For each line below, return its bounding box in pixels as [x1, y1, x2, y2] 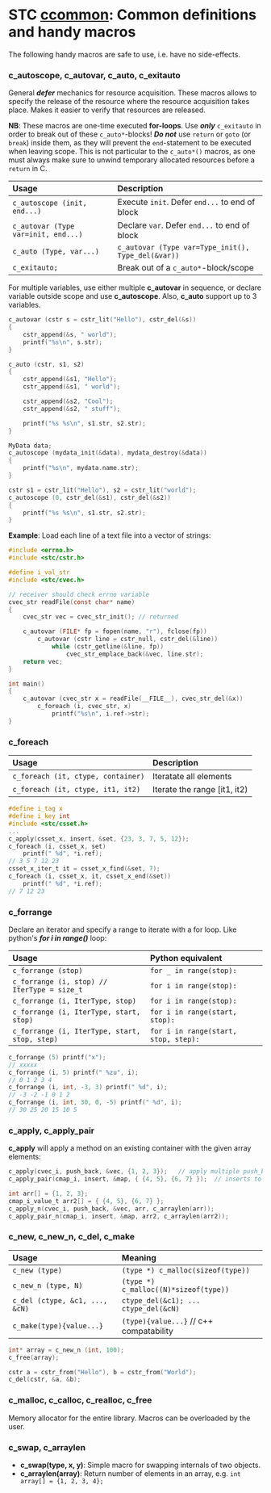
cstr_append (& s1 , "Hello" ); [23, 375, 117, 384]
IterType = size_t [12, 985, 83, 994]
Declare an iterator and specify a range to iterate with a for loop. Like [8, 925, 237, 934]
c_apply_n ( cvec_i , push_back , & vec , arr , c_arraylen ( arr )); [8, 1205, 215, 1213]
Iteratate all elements [152, 771, 232, 782]
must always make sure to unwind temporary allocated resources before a [8, 155, 256, 165]
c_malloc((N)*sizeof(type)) [121, 1285, 230, 1294]
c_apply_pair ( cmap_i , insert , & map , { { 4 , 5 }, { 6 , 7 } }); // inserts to [8, 1175, 262, 1184]
